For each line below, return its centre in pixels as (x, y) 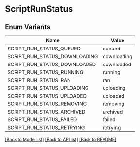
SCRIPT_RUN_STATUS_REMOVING (47, 104)
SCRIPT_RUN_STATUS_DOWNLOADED (52, 64)
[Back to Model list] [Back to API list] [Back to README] (61, 139)
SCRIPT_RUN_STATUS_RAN (39, 80)
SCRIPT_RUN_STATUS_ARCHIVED (46, 112)
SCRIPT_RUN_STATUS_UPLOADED (47, 96)
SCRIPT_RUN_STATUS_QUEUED (44, 49)
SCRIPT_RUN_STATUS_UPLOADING (48, 88)
